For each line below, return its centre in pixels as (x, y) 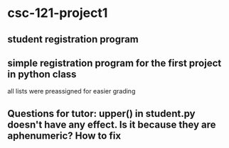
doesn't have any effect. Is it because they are (112, 124)
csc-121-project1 (58, 13)
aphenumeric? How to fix (64, 136)
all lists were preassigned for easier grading (71, 91)
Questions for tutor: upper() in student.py (101, 114)
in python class (42, 74)
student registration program (73, 39)
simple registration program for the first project (114, 63)
